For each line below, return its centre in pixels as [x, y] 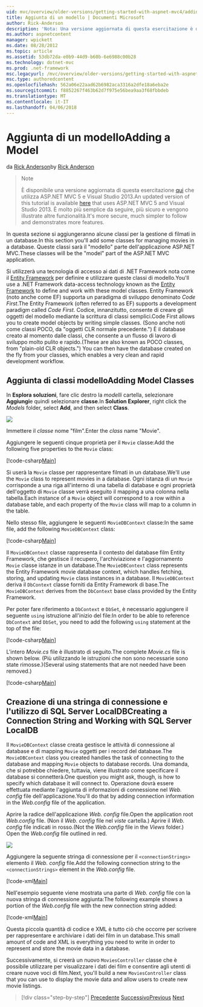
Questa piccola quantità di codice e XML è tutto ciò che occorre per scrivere [101, 929]
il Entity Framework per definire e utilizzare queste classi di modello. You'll [98, 278]
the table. [18, 511]
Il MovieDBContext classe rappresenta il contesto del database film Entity [95, 552]
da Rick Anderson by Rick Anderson [50, 167]
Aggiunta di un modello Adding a [89, 137]
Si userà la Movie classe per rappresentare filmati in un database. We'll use [98, 473]
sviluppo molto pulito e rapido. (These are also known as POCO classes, [95, 342]
